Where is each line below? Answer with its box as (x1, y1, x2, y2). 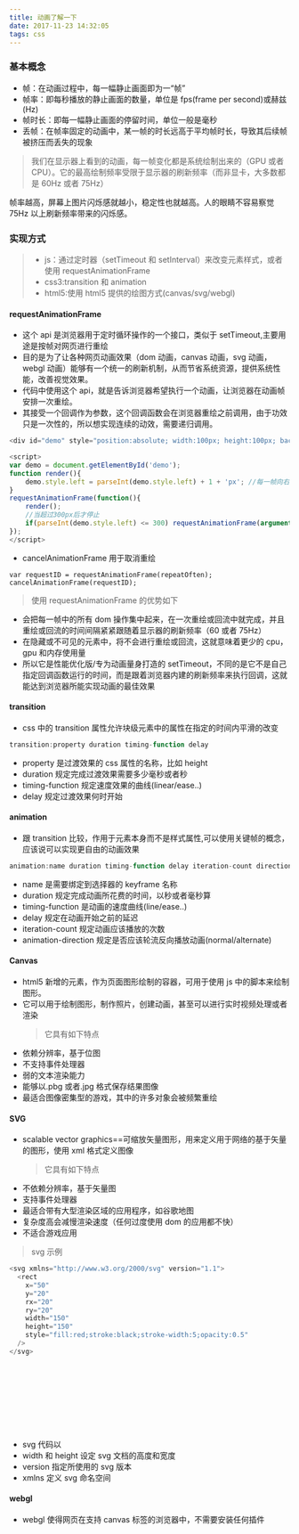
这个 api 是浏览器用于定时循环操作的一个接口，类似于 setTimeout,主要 (21, 330, 279, 340)
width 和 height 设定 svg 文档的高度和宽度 (21, 1449, 176, 1461)
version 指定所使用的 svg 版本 (21, 1461, 132, 1472)
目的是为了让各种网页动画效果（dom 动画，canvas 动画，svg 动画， (21, 352, 272, 363)
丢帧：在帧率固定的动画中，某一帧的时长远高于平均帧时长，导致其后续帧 (21, 126, 287, 136)
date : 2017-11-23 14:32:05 (9, 21, 109, 30)
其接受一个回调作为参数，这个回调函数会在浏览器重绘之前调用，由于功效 (21, 407, 287, 419)
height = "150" (25, 1322, 74, 1332)
